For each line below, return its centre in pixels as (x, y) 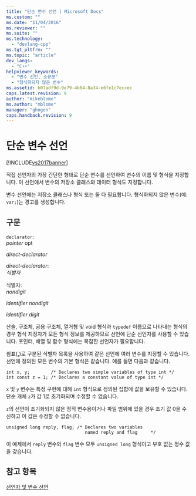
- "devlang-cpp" (31, 45)
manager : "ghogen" (28, 110)
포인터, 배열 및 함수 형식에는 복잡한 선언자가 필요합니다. (82, 341)
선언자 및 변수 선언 (27, 487)
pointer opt (19, 243)
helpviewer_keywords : (33, 72)
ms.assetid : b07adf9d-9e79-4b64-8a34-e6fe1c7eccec (69, 88)
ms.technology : (25, 39)
